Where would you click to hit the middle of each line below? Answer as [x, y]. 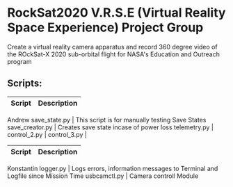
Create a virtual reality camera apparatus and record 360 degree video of [112, 47]
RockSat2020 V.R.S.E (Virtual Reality [116, 13]
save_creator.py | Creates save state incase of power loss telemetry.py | [111, 127]
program [19, 61]
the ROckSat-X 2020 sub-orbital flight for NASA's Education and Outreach [114, 54]
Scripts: [25, 84]
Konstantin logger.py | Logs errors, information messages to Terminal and [113, 168]
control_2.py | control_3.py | [47, 134]
